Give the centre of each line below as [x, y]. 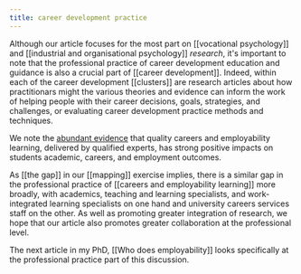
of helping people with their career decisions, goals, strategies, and [135, 101]
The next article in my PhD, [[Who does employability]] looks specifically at [149, 250]
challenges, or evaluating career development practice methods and [136, 110]
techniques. [31, 120]
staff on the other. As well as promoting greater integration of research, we [148, 213]
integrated [28, 203]
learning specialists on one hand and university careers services [169, 203]
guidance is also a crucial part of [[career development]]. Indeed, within [143, 72]
